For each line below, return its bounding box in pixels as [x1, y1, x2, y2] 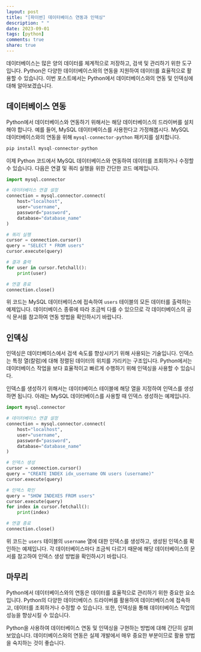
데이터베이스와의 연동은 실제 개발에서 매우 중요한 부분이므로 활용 [33, 632, 184, 639]
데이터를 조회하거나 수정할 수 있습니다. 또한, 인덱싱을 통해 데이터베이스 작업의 [14, 604, 195, 611]
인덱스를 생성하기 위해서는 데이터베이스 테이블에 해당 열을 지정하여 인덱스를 [6, 385, 183, 392]
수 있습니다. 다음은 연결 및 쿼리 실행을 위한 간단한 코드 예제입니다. [6, 165, 160, 172]
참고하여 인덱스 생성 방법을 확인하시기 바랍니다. [17, 552, 128, 560]
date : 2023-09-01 [6, 25, 50, 32]
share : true [6, 43, 36, 49]
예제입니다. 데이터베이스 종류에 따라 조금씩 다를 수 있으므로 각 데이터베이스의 [6, 306, 186, 313]
